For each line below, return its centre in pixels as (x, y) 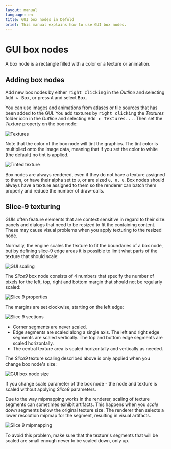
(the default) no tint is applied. (37, 155)
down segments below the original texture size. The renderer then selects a (85, 410)
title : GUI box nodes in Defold (40, 19)
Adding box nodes (35, 80)
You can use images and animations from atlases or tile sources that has (81, 108)
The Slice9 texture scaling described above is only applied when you (78, 358)
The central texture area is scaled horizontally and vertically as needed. (88, 348)
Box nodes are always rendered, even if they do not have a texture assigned (85, 174)
